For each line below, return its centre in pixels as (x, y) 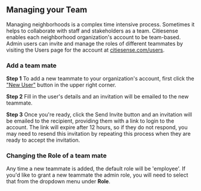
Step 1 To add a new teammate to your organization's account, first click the (100, 79)
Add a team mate (31, 65)
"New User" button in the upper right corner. (61, 85)
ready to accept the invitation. (43, 140)
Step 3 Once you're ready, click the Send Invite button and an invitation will (99, 115)
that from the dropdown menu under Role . (58, 181)
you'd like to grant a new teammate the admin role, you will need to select (97, 175)
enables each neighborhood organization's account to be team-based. (94, 37)
